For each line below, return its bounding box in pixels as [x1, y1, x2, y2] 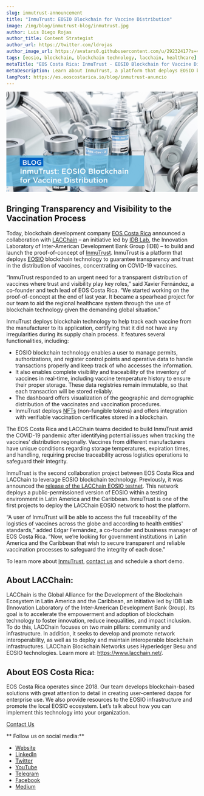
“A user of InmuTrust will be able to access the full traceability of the [6, 513, 177, 521]
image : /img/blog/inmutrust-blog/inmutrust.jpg [6, 22, 129, 29]
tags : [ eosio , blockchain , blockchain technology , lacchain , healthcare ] [6, 55, 197, 61]
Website [15, 744, 36, 752]
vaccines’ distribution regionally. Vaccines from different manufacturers [6, 438, 185, 445]
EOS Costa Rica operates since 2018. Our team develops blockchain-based [6, 683, 195, 690]
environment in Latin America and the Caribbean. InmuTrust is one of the [6, 495, 188, 502]
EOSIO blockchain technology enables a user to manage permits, [15, 348, 178, 356]
